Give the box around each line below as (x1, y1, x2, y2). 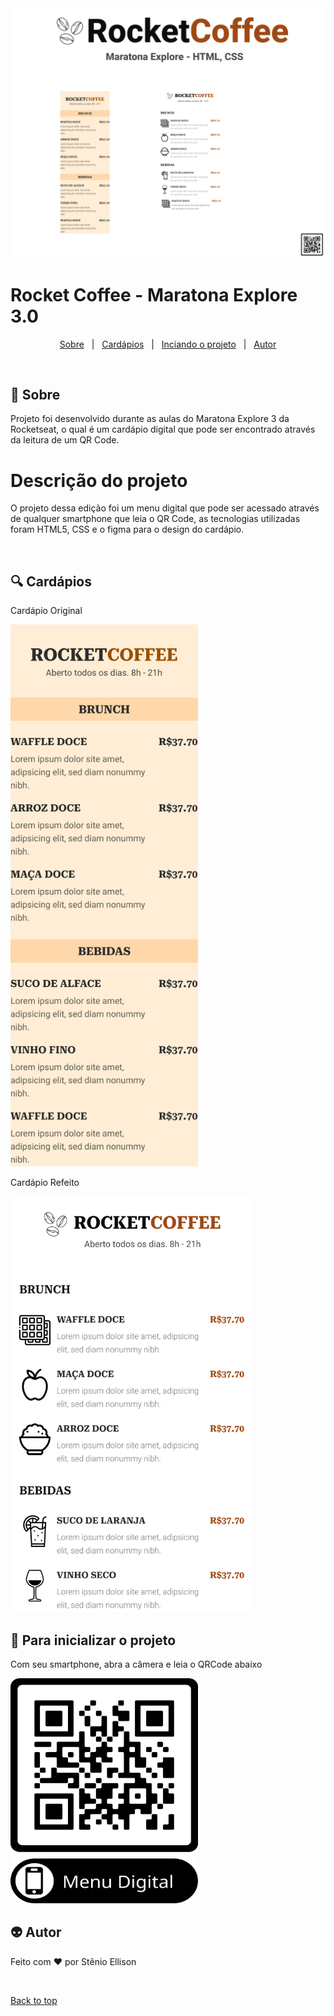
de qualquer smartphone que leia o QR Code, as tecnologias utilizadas (10, 513, 301, 525)
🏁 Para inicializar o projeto (10, 1632, 177, 1649)
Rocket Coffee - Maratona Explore (10, 283, 298, 306)
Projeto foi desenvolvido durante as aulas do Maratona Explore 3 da (10, 413, 290, 425)
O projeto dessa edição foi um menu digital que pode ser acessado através (10, 502, 320, 514)
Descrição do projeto (10, 469, 188, 492)
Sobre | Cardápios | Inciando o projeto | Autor (59, 338, 277, 350)
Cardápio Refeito (10, 1177, 80, 1189)
